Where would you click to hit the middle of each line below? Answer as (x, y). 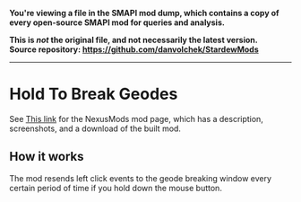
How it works (47, 157)
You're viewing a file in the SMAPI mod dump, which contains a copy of (144, 13)
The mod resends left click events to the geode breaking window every (140, 178)
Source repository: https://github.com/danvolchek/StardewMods (134, 49)
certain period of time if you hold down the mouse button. (116, 188)
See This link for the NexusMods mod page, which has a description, (137, 119)
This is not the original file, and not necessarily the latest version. (133, 40)
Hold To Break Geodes (94, 94)
